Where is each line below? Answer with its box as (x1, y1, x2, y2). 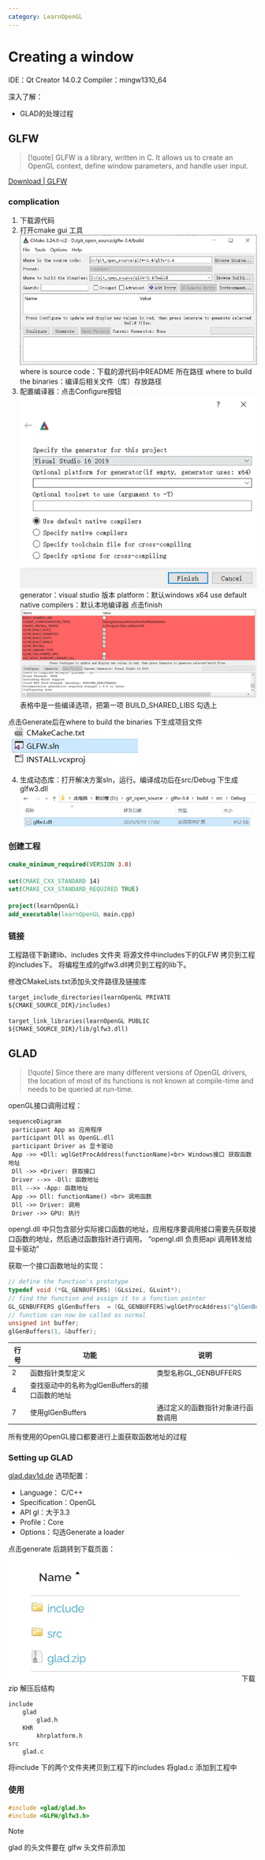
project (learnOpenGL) (8, 902, 80, 910)
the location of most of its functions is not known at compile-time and (27, 1076, 254, 1086)
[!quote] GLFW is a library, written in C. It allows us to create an (27, 153, 233, 162)
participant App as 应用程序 (11, 1126, 103, 1134)
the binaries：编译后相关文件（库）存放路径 (19, 376, 162, 387)
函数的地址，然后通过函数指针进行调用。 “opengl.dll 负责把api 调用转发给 (14, 1234, 252, 1244)
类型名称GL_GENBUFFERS (156, 1368, 242, 1378)
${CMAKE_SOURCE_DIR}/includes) (8, 1001, 111, 1010)
